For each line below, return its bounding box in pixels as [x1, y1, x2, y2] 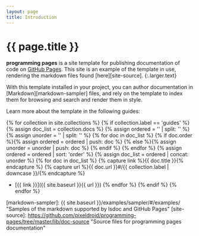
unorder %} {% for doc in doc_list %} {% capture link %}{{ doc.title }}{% [6, 157, 184, 164]
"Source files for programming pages [90, 218, 182, 225]
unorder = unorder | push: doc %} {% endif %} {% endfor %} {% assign [6, 144, 182, 152]
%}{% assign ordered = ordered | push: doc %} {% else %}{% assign [6, 138, 176, 146]
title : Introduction [6, 14, 58, 20]
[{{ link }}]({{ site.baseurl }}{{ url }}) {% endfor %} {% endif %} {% [14, 181, 177, 188]
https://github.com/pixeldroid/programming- [27, 212, 137, 219]
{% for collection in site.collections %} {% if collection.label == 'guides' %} [6, 119, 190, 127]
